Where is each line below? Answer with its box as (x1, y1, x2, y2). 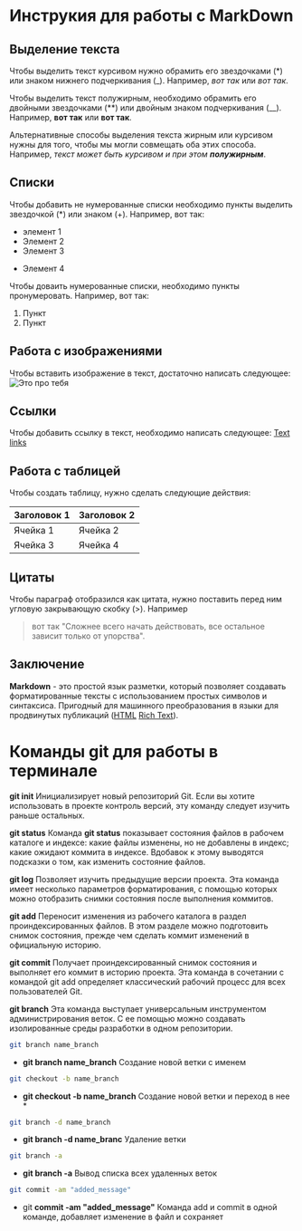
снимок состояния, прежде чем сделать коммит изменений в (9, 929, 250, 940)
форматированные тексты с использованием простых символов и (9, 690, 268, 701)
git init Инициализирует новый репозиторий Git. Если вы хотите (9, 790, 255, 802)
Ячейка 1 (14, 524, 54, 537)
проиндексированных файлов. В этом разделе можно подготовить (9, 920, 269, 931)
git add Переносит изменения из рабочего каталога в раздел (9, 910, 247, 921)
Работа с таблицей (9, 463, 121, 478)
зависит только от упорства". (31, 630, 146, 641)
